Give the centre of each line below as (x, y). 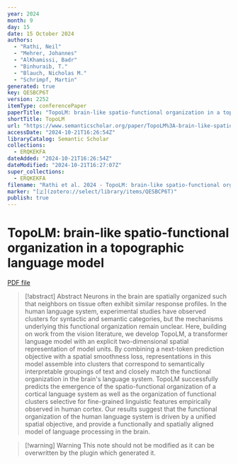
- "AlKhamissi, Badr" (46, 60)
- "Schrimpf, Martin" (46, 80)
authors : (20, 40)
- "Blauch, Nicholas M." (50, 73)
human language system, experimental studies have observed (115, 311)
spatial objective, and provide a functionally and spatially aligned (119, 424)
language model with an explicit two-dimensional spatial (107, 342)
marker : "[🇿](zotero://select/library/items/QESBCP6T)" (92, 192)
